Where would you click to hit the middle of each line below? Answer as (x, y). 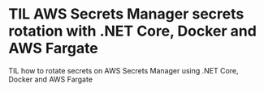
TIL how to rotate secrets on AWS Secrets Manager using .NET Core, (123, 70)
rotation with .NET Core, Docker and (133, 31)
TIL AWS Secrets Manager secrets (126, 14)
